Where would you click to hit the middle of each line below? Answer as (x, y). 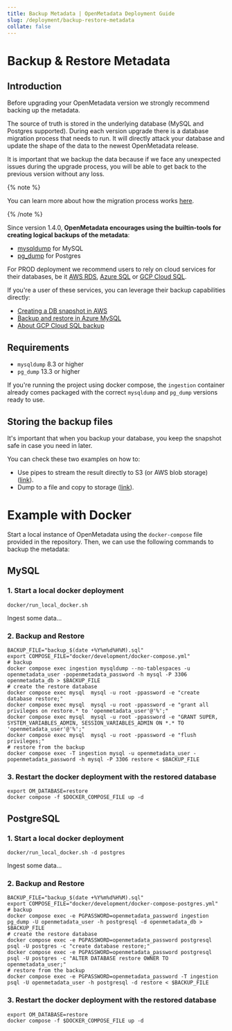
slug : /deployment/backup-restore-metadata (71, 20)
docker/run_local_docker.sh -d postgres (66, 852)
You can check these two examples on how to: (74, 459)
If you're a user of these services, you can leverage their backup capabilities (116, 290)
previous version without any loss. (56, 174)
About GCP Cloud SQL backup (61, 326)
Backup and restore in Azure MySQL (69, 318)
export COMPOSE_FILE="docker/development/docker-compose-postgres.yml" (113, 904)
